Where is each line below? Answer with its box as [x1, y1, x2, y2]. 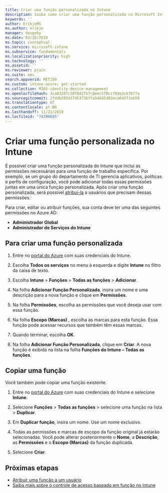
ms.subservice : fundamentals [5, 49, 66, 54]
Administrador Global [12, 219, 58, 225]
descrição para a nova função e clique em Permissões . [12, 292, 127, 298]
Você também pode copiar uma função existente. [5, 380, 107, 386]
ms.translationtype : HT [5, 100, 55, 105]
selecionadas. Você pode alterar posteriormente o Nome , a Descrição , [12, 434, 159, 440]
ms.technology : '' [5, 58, 43, 63]
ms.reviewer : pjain [5, 68, 46, 73]
